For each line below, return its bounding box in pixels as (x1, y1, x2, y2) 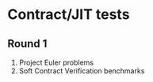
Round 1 (7, 37, 48, 50)
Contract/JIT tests (7, 6, 130, 24)
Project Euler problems (18, 58, 94, 67)
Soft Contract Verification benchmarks (18, 66, 145, 76)
